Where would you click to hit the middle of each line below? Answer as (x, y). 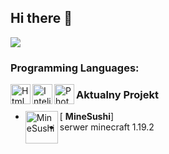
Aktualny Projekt (117, 94)
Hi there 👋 (41, 18)
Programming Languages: (75, 68)
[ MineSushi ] (87, 117)
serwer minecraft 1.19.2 (107, 127)
